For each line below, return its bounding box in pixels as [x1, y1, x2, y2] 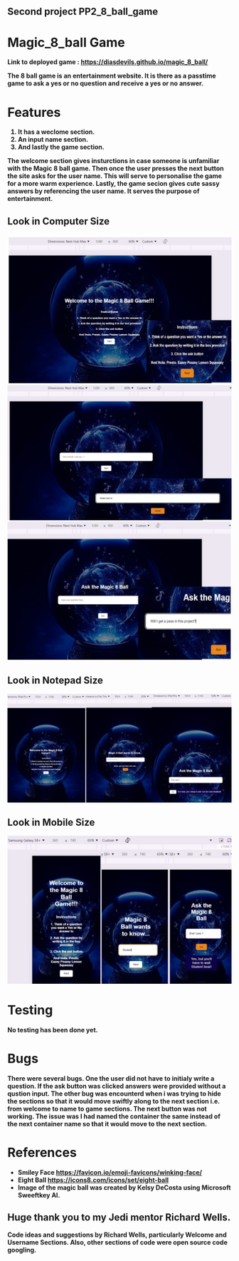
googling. [7, 1245, 37, 1254]
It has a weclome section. [17, 128, 95, 136]
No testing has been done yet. [7, 1026, 98, 1034]
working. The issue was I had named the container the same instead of [7, 1112, 221, 1121]
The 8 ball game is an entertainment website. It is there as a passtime [7, 71, 216, 81]
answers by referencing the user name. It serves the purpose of [7, 187, 200, 195]
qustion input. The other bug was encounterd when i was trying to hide [7, 1089, 222, 1098]
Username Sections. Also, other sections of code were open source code [7, 1237, 228, 1246]
